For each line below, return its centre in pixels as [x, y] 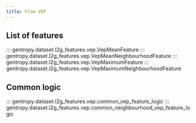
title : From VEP [26, 12]
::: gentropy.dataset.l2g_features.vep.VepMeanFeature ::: [75, 50]
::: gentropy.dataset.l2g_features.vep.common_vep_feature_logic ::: [88, 102]
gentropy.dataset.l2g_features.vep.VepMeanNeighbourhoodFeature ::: [92, 56]
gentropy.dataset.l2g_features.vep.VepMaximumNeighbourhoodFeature [94, 69]
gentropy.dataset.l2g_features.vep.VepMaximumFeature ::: [78, 62]
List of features [35, 36]
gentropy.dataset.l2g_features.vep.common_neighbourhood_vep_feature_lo [98, 108]
